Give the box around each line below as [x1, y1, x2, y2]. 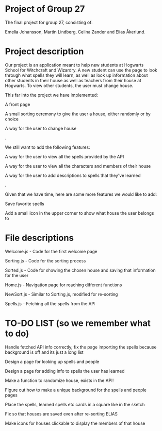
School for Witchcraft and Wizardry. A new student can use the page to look [5, 67, 158, 73]
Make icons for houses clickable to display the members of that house [5, 420, 146, 426]
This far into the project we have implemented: [5, 92, 98, 98]
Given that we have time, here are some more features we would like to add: [5, 191, 157, 197]
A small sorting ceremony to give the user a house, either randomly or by [5, 111, 151, 117]
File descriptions [5, 232, 74, 243]
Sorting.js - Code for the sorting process [5, 258, 86, 263]
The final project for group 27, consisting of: [5, 19, 93, 25]
